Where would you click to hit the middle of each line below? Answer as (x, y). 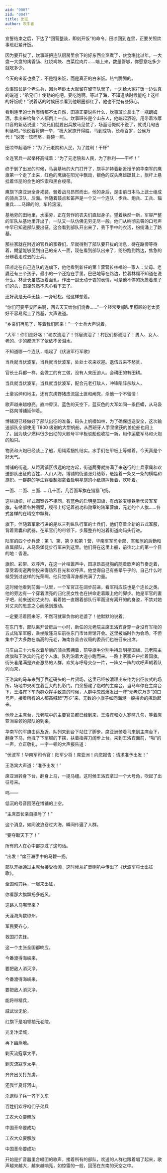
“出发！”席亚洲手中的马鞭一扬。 (38, 856)
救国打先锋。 (18, 937)
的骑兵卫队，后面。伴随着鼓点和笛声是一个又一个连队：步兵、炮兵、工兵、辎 (83, 198)
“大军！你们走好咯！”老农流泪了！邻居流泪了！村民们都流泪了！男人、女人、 (83, 335)
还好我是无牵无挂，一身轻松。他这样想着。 (49, 297)
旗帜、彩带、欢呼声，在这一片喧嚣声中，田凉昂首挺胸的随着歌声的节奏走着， (83, 564)
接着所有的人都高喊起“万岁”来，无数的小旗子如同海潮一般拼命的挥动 (88, 698)
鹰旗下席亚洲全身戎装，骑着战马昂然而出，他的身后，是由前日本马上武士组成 (83, 192)
